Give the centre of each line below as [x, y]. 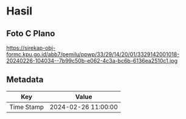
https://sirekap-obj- [31, 48]
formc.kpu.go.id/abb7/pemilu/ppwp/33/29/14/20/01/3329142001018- [93, 54]
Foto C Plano [31, 34]
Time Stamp [27, 107]
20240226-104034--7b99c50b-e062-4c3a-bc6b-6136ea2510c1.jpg [92, 61]
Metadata [25, 80]
